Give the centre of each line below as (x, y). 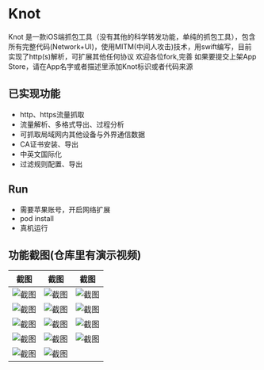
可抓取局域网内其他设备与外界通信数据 (82, 134)
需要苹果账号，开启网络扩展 (65, 209)
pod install (36, 218)
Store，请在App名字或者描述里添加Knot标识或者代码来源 (101, 66)
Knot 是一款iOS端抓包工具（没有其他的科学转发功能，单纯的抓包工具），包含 (132, 36)
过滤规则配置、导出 (51, 164)
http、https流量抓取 (52, 114)
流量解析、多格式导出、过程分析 (72, 124)
